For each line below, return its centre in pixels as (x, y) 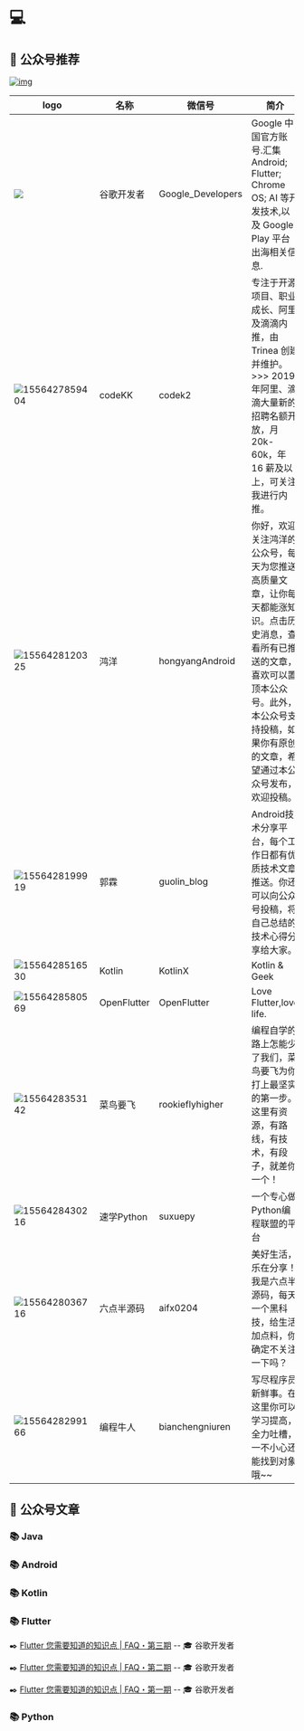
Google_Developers (200, 194)
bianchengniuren (195, 1427)
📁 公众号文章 (44, 1510)
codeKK (116, 395)
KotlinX (174, 971)
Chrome (268, 185)
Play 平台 (271, 238)
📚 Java (26, 1536)
